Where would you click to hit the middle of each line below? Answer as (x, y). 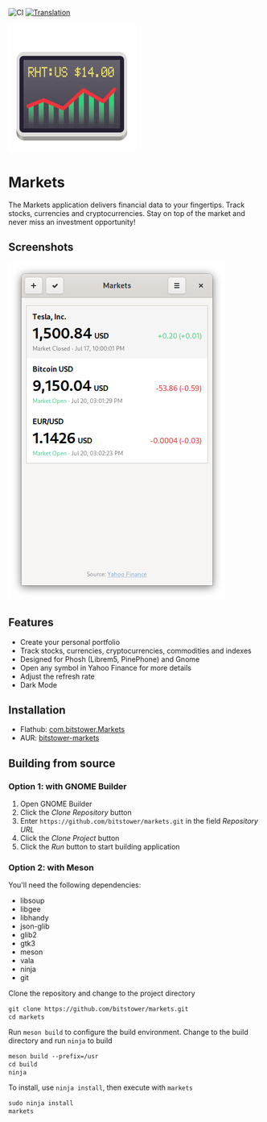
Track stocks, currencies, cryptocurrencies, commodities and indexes (136, 650)
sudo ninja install (41, 1103)
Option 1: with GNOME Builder (68, 786)
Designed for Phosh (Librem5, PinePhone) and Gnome (110, 659)
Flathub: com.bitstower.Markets (72, 729)
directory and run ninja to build (60, 1041)
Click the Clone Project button (70, 838)
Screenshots (41, 247)
